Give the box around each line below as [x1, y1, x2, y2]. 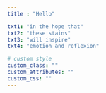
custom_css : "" [7, 75, 52, 82]
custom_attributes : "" [7, 68, 74, 75]
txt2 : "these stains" [7, 30, 71, 37]
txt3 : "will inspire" [7, 36, 71, 43]
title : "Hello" [7, 10, 55, 18]
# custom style [7, 56, 52, 63]
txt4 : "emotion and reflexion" [7, 43, 100, 50]
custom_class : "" [7, 62, 59, 69]
